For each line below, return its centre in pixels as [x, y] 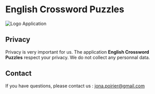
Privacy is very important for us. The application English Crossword [77, 52]
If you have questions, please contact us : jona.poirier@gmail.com [75, 86]
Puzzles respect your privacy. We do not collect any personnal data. [78, 57]
